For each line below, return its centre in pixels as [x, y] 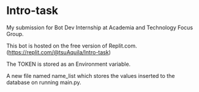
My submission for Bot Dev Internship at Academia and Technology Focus [100, 27]
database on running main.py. [44, 82]
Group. [15, 34]
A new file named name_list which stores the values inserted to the [91, 76]
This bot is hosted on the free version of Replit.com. [72, 46]
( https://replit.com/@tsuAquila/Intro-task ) [59, 52]
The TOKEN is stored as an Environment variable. [69, 64]
